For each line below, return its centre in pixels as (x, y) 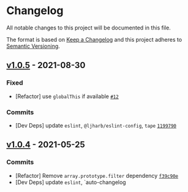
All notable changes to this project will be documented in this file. (89, 28)
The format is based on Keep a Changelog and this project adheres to (94, 39)
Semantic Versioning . (33, 46)
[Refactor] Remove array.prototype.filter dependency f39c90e (97, 175)
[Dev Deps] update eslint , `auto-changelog (71, 182)
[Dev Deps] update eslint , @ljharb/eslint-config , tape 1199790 (96, 125)
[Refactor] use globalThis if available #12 (67, 96)
